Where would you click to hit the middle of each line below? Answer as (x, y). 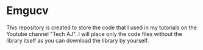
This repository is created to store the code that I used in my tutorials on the (101, 27)
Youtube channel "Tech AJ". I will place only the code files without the (94, 34)
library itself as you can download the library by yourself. (78, 40)
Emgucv (27, 11)
